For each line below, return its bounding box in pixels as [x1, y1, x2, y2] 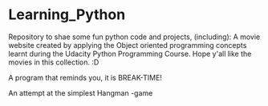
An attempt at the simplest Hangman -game [8, 88, 153, 97]
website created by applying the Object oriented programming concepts [8, 40, 247, 49]
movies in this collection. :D [8, 57, 99, 67]
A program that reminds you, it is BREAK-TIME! [8, 73, 163, 82]
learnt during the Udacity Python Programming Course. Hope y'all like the [8, 49, 252, 58]
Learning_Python [8, 6, 126, 24]
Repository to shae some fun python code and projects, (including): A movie [8, 32, 261, 41]
